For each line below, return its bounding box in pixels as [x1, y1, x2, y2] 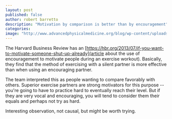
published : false [5, 12, 42, 17]
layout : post [5, 7, 33, 13]
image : [5, 31, 19, 36]
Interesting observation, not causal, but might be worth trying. [5, 108, 136, 114]
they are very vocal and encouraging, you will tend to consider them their [5, 93, 160, 99]
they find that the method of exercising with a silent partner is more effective [5, 62, 167, 67]
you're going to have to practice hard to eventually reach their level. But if [5, 87, 160, 93]
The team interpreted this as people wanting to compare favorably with [5, 77, 155, 82]
